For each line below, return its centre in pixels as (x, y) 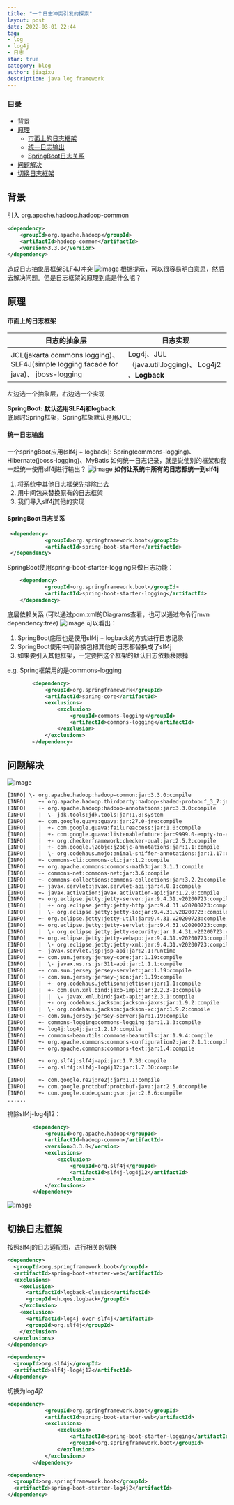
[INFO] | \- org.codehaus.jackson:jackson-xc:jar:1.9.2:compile (109, 1009)
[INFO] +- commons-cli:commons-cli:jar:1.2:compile (88, 860)
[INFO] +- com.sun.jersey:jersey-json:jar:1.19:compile (95, 977)
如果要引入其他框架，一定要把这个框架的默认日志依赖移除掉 (103, 655)
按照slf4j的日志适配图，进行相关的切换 (62, 1247)
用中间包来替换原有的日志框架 (60, 492)
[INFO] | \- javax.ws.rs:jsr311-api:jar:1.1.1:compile (95, 964)
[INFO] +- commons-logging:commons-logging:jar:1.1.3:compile (104, 1023)
